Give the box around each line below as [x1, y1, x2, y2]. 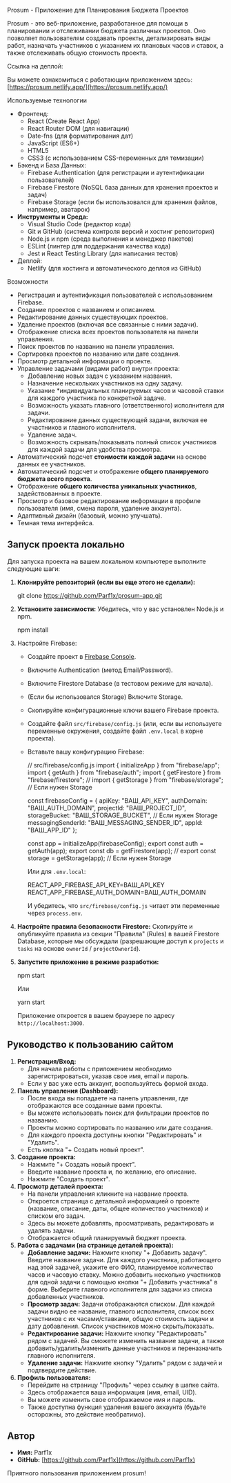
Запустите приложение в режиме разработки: [17, 958, 159, 966]
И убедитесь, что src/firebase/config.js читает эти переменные [27, 901, 221, 909]
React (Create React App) [27, 117, 101, 125]
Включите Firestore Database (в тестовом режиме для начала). [27, 679, 214, 687]
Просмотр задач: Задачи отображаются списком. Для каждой [27, 1300, 215, 1308]
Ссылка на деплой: [7, 62, 63, 70]
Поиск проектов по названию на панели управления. [17, 343, 174, 350]
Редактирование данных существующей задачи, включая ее [27, 416, 208, 424]
